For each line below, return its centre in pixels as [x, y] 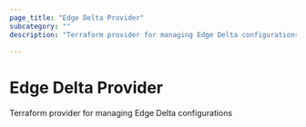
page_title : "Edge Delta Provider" [77, 18]
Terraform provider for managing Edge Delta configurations [121, 113]
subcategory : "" [40, 26]
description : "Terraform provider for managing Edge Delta [124, 34]
